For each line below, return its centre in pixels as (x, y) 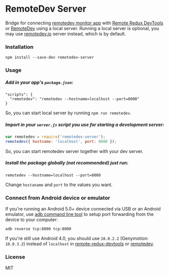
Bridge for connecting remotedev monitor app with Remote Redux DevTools (84, 23)
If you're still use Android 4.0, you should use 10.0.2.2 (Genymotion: (77, 238)
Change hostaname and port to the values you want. (59, 185)
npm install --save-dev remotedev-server (50, 57)
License (15, 257)
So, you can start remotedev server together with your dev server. (74, 151)
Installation (20, 47)
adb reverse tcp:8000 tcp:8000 (38, 229)
